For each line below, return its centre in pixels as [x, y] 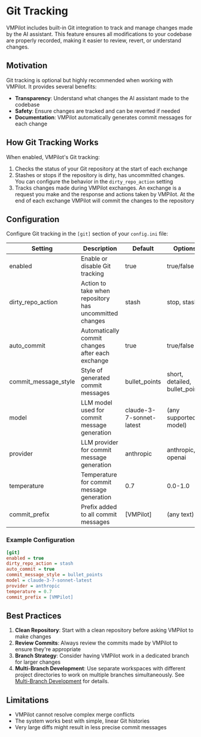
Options [185, 248]
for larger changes [38, 662]
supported [181, 418]
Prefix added [99, 507]
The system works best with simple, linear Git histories [82, 721]
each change [31, 124]
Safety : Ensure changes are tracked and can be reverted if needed [98, 111]
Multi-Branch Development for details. [62, 681]
